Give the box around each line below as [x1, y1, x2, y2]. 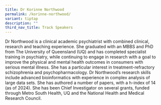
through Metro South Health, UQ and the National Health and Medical [5, 90, 145, 96]
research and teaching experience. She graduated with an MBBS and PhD [5, 44, 154, 50]
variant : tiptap [5, 16, 38, 21]
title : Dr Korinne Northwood [5, 7, 64, 12]
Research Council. [5, 95, 42, 101]
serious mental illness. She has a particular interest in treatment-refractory [5, 64, 155, 70]
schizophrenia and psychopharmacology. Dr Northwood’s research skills [5, 70, 151, 75]
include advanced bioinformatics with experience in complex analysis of [5, 75, 150, 81]
